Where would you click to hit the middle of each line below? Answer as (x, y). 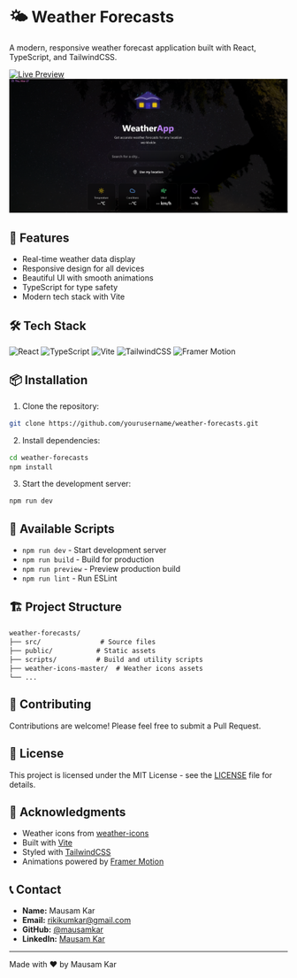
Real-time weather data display (79, 259)
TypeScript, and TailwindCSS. (63, 57)
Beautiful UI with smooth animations (88, 278)
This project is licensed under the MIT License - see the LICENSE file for (141, 774)
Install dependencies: (61, 440)
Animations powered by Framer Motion (93, 862)
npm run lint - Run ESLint (69, 578)
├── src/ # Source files (83, 642)
